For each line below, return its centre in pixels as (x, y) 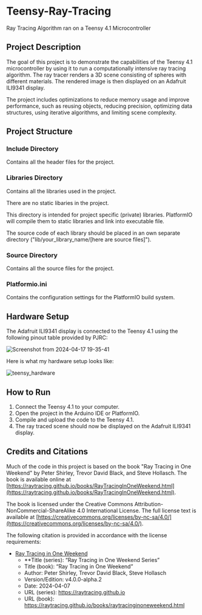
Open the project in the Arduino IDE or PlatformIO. (77, 413)
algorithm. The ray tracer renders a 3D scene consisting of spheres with (96, 75)
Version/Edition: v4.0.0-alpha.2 (63, 579)
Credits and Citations (47, 452)
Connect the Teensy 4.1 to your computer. (67, 406)
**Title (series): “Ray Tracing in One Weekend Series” (92, 560)
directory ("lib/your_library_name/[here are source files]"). (79, 239)
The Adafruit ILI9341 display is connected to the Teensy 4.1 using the (92, 331)
